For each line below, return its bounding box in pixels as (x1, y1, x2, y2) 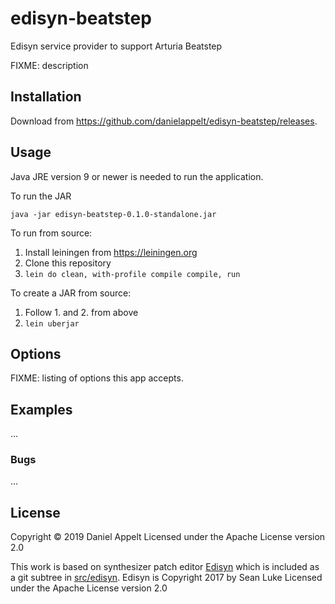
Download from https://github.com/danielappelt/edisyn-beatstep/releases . (10, 115, 318, 127)
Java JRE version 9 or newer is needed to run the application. (10, 170, 264, 182)
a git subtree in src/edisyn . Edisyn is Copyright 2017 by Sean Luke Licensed (10, 572, 323, 584)
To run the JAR (10, 190, 72, 202)
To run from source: (10, 227, 93, 239)
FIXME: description (10, 59, 89, 71)
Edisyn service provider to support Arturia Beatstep (10, 40, 223, 52)
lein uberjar (24, 318, 80, 329)
